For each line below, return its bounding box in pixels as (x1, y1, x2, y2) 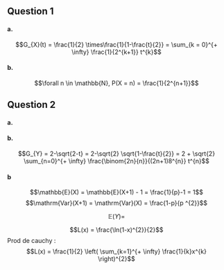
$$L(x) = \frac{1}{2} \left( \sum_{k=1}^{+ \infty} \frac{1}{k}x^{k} (26, 247, 207, 255)
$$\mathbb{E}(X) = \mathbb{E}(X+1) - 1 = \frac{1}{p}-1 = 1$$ (30, 188, 203, 197)
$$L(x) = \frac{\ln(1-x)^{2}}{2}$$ (69, 226, 164, 234)
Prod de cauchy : (7, 237, 56, 245)
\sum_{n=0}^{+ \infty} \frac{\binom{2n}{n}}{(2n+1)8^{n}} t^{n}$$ (23, 156, 210, 165)
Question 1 (7, 6, 54, 17)
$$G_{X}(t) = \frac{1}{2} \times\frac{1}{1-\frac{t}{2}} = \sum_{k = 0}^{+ (15, 40, 218, 48)
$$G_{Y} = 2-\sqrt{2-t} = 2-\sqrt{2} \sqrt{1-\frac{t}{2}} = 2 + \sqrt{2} (17, 149, 216, 158)
